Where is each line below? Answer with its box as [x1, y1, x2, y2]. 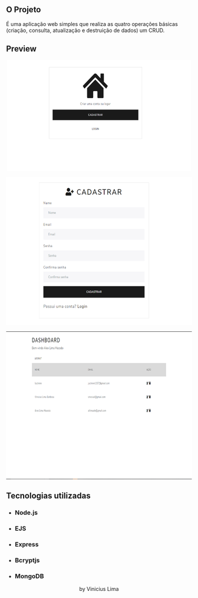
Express [14, 540, 39, 548]
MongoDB [14, 572, 44, 580]
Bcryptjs [14, 556, 40, 564]
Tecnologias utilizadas [6, 491, 91, 501]
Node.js [14, 508, 38, 516]
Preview [6, 44, 37, 54]
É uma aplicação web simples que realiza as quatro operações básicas [6, 20, 178, 27]
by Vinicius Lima [79, 586, 119, 592]
